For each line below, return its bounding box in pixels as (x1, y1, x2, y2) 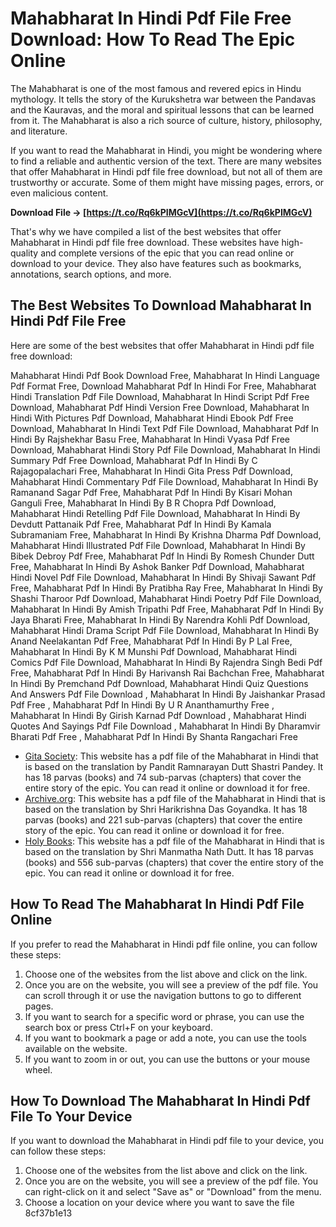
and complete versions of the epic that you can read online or (40, 247, 295, 259)
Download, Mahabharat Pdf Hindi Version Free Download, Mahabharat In (10, 401, 310, 413)
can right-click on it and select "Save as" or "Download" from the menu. (24, 1186, 322, 1198)
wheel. (24, 1063, 53, 1076)
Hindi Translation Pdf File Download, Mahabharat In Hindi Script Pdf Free (10, 390, 310, 402)
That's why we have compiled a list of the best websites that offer (10, 225, 282, 237)
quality (10, 247, 39, 259)
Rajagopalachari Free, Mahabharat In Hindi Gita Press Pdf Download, (10, 465, 293, 477)
